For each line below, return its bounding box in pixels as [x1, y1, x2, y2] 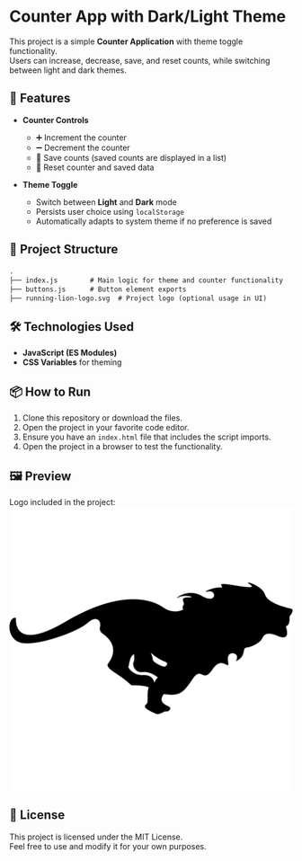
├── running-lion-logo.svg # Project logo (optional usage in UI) [9, 294, 268, 303]
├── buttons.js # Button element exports [9, 285, 187, 294]
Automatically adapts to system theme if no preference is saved [35, 216, 272, 226]
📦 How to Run [9, 384, 92, 399]
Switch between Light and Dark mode [35, 196, 177, 208]
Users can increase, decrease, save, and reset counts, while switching [9, 55, 271, 66]
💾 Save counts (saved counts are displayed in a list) [35, 152, 227, 163]
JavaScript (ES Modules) [22, 348, 118, 359]
